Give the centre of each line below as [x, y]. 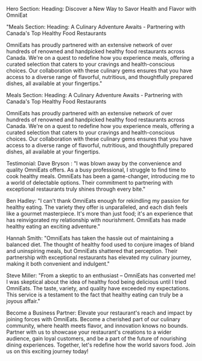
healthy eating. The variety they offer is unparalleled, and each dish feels [97, 207]
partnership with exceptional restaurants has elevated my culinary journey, [99, 257]
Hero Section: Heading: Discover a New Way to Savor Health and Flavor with [101, 9]
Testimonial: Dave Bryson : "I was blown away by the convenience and [94, 163]
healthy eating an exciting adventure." [53, 226]
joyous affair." [23, 301]
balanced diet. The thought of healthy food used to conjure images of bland [100, 244]
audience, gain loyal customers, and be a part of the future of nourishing [96, 338]
